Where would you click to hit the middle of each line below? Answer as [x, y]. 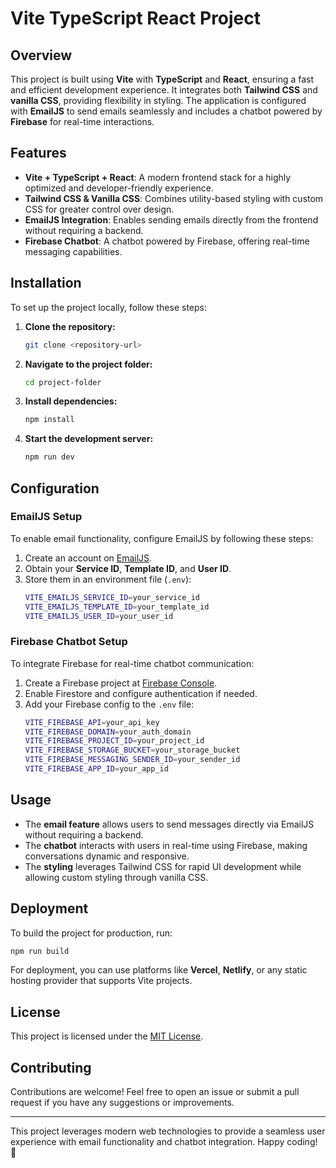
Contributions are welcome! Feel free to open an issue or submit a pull [155, 1092]
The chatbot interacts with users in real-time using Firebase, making [166, 845]
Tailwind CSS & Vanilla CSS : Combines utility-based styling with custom [174, 198]
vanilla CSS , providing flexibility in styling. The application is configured [158, 100]
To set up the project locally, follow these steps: [109, 307]
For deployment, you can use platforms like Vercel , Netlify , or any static [159, 970]
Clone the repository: [70, 326]
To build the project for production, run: [91, 933]
